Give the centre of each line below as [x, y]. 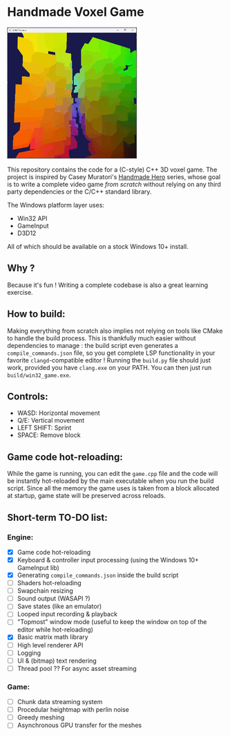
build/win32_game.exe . [39, 375]
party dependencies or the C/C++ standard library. [79, 192]
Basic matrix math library [52, 637]
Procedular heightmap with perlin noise [73, 710]
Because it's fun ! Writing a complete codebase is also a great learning [108, 285]
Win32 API [32, 218]
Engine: [20, 537]
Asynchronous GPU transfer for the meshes [79, 725]
